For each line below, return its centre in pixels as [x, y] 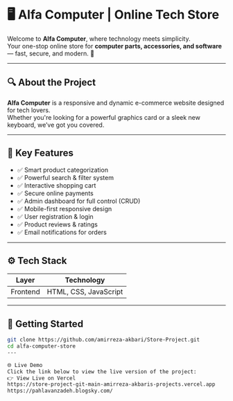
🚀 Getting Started [45, 324]
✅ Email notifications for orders [62, 232]
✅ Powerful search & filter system [66, 177]
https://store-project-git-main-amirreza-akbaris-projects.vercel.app [111, 384]
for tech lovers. [29, 110]
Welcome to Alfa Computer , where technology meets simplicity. [99, 38]
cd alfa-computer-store [42, 346]
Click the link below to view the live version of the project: [102, 372]
